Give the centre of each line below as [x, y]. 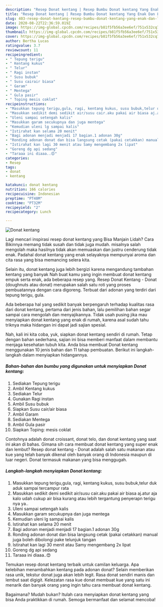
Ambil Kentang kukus [34, 389]
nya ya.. [20, 504]
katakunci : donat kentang [31, 185]
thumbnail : [16, 32]
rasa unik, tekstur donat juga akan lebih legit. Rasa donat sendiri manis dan [80, 575]
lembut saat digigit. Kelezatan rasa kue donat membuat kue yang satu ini [78, 580]
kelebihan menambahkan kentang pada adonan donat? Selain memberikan [80, 570]
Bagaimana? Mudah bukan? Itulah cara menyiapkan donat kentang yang [77, 594]
